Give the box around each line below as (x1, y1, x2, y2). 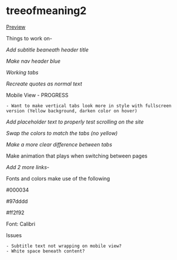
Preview (6, 23, 26, 30)
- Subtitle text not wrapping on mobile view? (6, 243, 122, 249)
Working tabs (6, 69, 39, 76)
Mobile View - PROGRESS (6, 91, 69, 98)
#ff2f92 (6, 209, 25, 216)
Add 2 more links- (6, 163, 50, 170)
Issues (6, 231, 22, 238)
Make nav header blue (6, 57, 61, 64)
